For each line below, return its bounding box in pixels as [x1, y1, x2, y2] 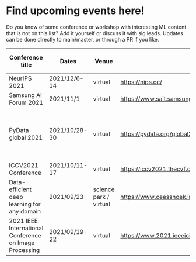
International [9, 224, 44, 232]
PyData [9, 126, 29, 134]
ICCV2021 [9, 161, 39, 169]
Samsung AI [9, 91, 43, 99]
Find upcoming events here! [6, 4, 145, 18]
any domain [9, 207, 41, 215]
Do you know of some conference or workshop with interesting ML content [6, 23, 187, 30]
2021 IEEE [9, 216, 38, 225]
